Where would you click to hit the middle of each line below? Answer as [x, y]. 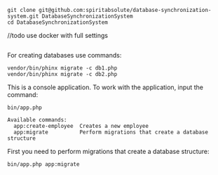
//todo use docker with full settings [58, 35]
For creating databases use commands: [64, 55]
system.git [23, 16]
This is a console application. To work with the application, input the [105, 87]
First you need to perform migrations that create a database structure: [108, 151]
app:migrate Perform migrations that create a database [111, 132]
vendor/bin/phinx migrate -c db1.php [62, 68]
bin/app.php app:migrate [43, 164]
